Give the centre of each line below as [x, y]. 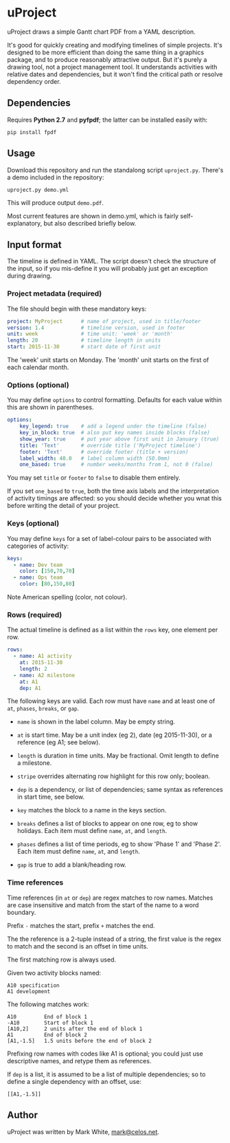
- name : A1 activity [43, 656]
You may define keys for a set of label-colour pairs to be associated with [109, 538]
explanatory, [25, 223]
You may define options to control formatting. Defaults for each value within [114, 400]
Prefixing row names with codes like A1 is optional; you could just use [105, 1054]
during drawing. [30, 276]
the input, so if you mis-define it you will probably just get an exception [107, 269]
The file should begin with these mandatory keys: [77, 309]
